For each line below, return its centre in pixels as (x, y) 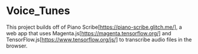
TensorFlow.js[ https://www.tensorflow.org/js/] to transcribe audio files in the (99, 39)
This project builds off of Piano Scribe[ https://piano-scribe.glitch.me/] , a (94, 27)
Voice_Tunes (38, 11)
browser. (17, 46)
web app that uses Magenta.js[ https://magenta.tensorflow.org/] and (89, 33)
